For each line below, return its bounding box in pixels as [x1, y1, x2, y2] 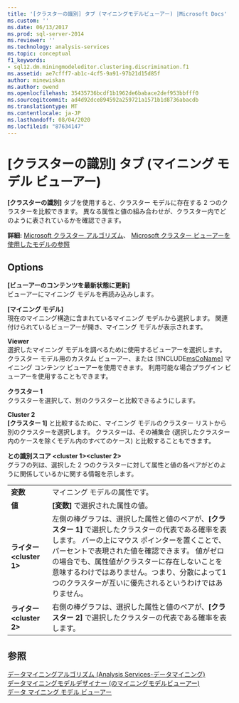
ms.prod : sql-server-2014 [7, 30, 84, 38]
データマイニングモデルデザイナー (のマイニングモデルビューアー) [7, 679, 201, 687]
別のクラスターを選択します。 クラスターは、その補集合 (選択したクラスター [7, 428, 230, 436]
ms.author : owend [7, 83, 59, 90]
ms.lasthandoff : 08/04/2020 [7, 116, 91, 123]
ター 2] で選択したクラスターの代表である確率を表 [59, 613, 228, 623]
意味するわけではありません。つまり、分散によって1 [52, 567, 227, 577]
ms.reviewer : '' [7, 37, 55, 44]
